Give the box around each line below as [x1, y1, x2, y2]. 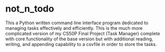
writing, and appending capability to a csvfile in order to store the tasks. [5, 41, 157, 47]
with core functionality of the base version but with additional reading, [5, 36, 154, 42]
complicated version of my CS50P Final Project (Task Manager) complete [5, 30, 160, 36]
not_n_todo [5, 3, 54, 15]
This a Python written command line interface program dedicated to [5, 20, 149, 26]
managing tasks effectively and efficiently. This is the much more [5, 25, 143, 31]
